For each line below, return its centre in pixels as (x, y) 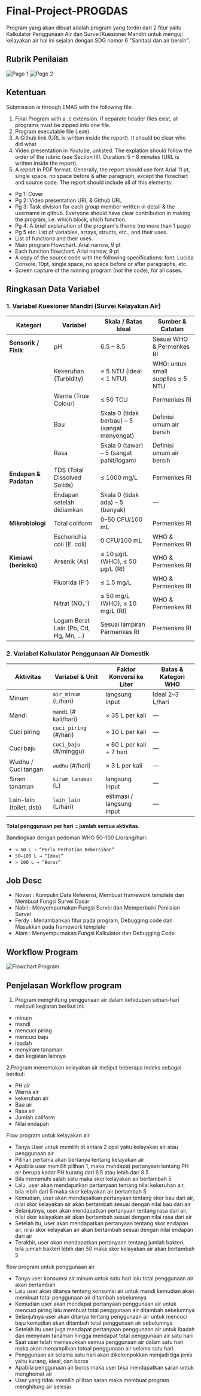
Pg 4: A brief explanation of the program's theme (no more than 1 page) (103, 225)
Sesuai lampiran (123, 624)
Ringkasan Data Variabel (53, 289)
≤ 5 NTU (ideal (121, 371)
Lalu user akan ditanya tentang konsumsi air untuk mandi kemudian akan (104, 1291)
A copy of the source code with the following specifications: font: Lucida (104, 257)
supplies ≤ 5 (170, 379)
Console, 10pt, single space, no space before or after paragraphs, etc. (101, 264)
